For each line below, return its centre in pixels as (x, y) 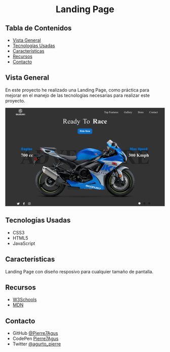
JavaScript (24, 243)
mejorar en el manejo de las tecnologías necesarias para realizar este (78, 95)
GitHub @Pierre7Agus (35, 333)
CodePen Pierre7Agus (35, 339)
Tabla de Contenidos (38, 28)
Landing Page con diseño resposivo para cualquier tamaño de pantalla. (79, 271)
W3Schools (25, 300)
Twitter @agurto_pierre (37, 344)
